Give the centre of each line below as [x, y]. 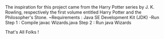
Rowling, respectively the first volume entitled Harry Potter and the [73, 12]
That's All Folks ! [22, 32]
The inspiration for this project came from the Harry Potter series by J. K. [80, 7]
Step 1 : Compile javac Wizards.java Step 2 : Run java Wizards [68, 22]
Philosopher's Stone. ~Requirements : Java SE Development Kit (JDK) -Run [82, 17]
